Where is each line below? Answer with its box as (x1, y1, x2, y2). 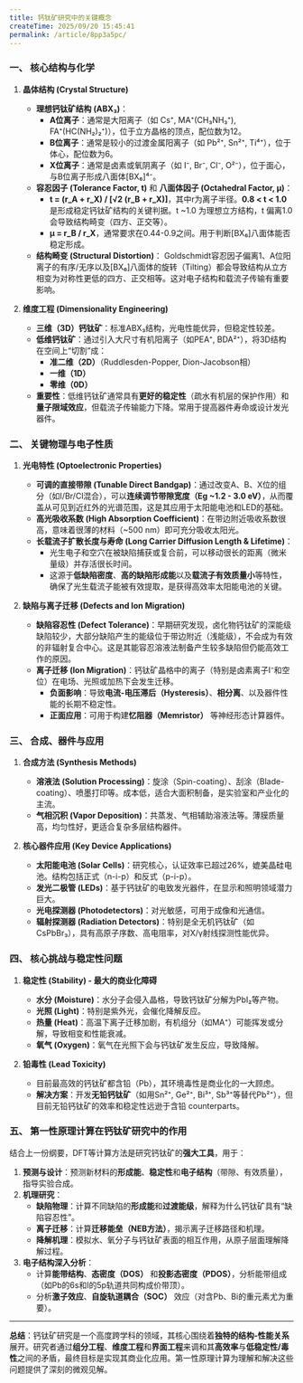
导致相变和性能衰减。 (51, 1028, 132, 1038)
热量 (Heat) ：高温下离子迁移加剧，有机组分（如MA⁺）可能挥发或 (35, 1017, 276, 1028)
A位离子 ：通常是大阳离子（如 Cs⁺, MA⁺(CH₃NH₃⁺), (49, 114, 236, 125)
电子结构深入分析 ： (22, 1256, 95, 1267)
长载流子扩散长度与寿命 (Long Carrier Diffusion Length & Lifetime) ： (35, 535, 293, 546)
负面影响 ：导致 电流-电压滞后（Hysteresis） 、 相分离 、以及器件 (49, 687, 281, 697)
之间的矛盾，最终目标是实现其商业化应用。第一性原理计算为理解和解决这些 (17, 1352, 294, 1363)
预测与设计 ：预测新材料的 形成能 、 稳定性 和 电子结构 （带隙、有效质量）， (22, 1166, 288, 1177)
